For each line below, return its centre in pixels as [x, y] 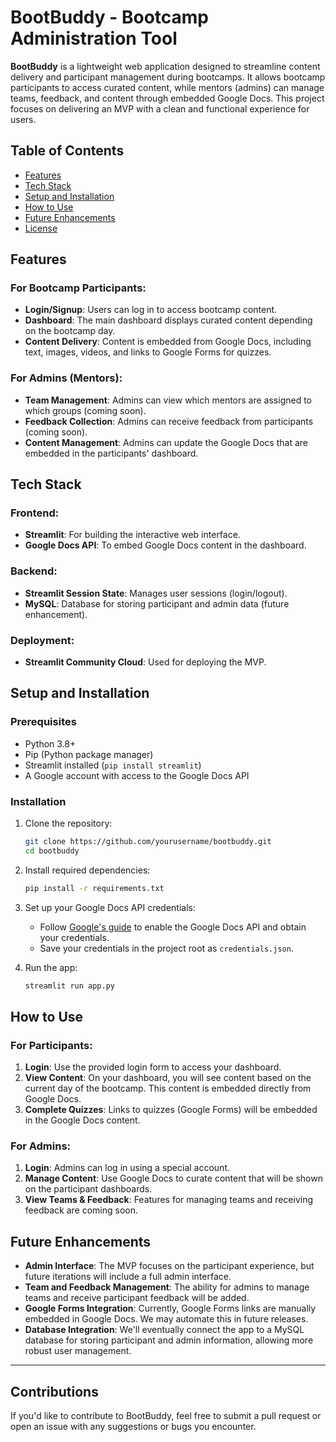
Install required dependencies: [87, 870]
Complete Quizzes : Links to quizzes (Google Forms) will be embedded [171, 1110]
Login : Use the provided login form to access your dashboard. [153, 1067]
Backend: [34, 571]
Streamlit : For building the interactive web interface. [132, 535]
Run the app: [51, 967]
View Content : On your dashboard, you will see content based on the [168, 1078]
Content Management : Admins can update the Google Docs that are [166, 442]
